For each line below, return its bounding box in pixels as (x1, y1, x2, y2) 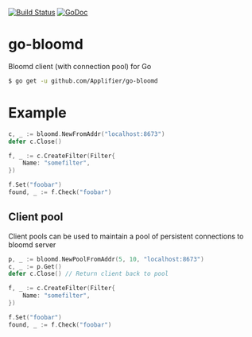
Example (8, 104, 67, 122)
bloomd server (8, 239, 56, 250)
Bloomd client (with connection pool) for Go (8, 61, 152, 71)
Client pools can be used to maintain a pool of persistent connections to (8, 231, 244, 241)
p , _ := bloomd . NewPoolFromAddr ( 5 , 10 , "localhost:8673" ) (8, 255, 204, 263)
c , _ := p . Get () (8, 262, 62, 270)
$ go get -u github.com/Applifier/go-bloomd (8, 76, 158, 85)
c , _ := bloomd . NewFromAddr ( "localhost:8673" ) (8, 130, 165, 138)
